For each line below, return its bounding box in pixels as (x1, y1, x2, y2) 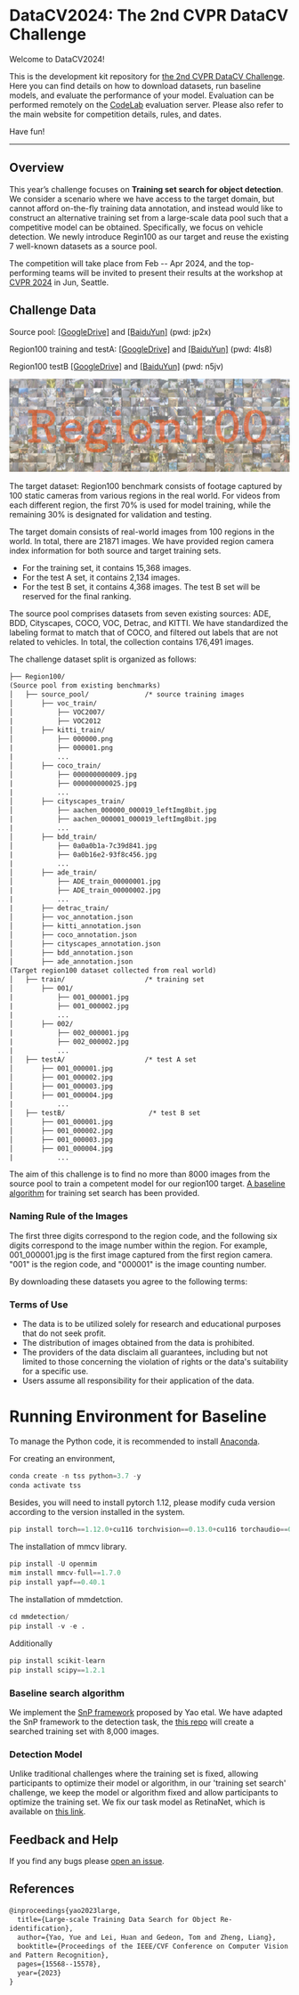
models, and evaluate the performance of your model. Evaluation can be (9, 90, 274, 101)
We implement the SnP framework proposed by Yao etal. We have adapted (9, 1706, 283, 1717)
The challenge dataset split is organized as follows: (9, 654, 198, 664)
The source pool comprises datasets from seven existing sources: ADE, (9, 608, 271, 619)
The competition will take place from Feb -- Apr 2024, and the (9, 257, 238, 268)
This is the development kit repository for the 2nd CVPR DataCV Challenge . (9, 70, 286, 81)
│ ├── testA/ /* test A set (9, 1055, 198, 1064)
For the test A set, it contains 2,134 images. (21, 572, 181, 583)
